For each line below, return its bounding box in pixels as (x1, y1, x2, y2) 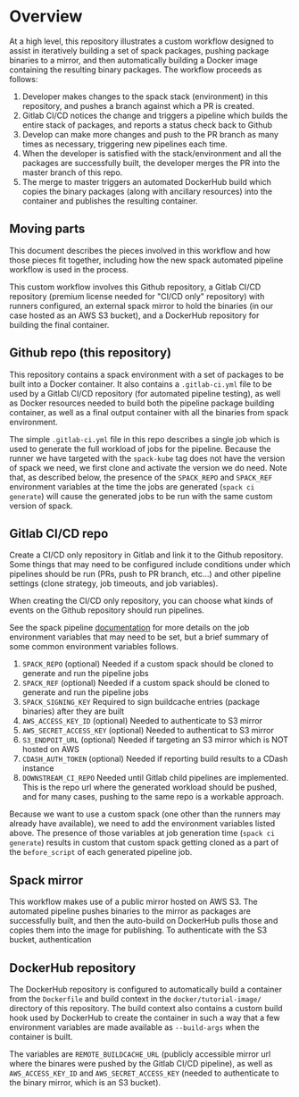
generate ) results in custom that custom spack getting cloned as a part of (9, 837, 279, 848)
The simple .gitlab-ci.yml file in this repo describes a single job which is (9, 433, 280, 444)
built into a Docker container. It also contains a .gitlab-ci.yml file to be (9, 378, 272, 389)
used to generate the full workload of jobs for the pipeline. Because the (9, 443, 271, 454)
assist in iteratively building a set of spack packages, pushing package (9, 45, 270, 55)
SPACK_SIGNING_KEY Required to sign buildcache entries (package (21, 697, 261, 708)
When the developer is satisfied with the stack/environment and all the (21, 147, 282, 158)
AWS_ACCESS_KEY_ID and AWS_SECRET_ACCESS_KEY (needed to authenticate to (9, 1068, 279, 1078)
